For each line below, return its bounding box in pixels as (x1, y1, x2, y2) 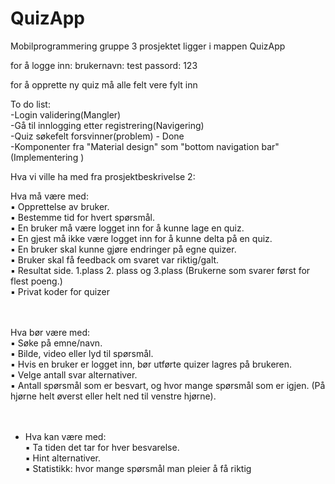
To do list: (10, 98, 51, 110)
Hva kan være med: (24, 430, 107, 442)
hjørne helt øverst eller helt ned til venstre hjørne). (10, 390, 217, 402)
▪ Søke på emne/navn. (10, 337, 103, 349)
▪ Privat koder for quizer (10, 285, 111, 297)
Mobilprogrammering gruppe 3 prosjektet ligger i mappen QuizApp (10, 40, 286, 52)
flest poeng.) (10, 275, 63, 287)
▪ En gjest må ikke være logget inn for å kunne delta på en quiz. (10, 232, 273, 244)
